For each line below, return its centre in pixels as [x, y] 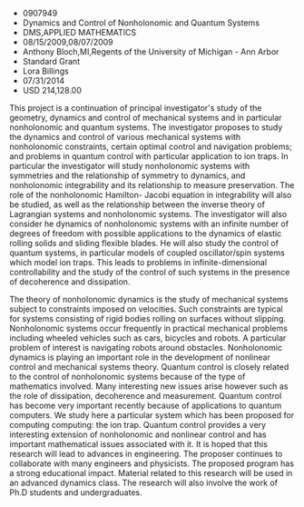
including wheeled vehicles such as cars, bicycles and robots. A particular [148, 338]
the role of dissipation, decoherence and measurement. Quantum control [146, 396]
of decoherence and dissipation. [70, 282]
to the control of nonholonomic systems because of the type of [127, 377]
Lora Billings [46, 71]
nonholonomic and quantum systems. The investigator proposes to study [146, 127]
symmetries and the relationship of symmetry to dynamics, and [127, 175]
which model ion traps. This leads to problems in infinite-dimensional [138, 262]
